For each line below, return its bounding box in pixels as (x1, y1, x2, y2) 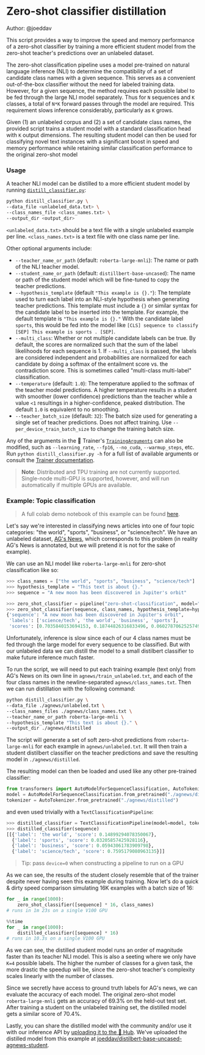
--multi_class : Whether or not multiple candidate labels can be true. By (15, 334, 196, 341)
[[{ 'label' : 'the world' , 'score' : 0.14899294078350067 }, (6, 832, 157, 838)
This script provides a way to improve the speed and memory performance (6, 36, 195, 43)
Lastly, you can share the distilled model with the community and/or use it (6, 1022, 192, 1029)
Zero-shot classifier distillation (6, 4, 167, 18)
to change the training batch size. (90, 425, 175, 432)
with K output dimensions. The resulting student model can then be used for (6, 131, 197, 139)
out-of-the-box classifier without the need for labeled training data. (6, 81, 176, 88)
